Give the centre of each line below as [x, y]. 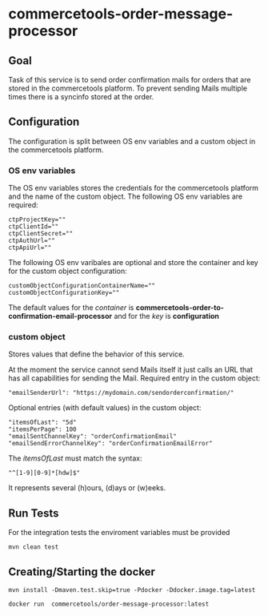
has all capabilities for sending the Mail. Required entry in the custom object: [134, 378]
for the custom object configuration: [68, 271]
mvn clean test [34, 547]
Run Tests [34, 513]
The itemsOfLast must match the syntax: [75, 458]
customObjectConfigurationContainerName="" [82, 286]
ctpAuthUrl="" [32, 241]
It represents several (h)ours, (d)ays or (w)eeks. [87, 488]
